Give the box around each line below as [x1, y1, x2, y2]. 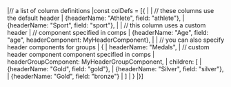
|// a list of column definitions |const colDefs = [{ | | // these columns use [7, 7, 214, 14]
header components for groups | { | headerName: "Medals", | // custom [7, 43, 210, 51]
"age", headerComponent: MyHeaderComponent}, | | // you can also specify [7, 36, 225, 44]
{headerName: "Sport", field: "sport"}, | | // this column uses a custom [7, 21, 206, 29]
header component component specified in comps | [7, 51, 155, 58]
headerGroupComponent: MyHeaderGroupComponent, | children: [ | [7, 58, 202, 66]
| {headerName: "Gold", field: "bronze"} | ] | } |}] [7, 72, 143, 80]
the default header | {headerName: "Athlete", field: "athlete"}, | [7, 14, 185, 22]
